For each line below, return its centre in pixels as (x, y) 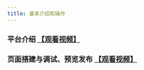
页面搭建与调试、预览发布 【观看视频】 (72, 60)
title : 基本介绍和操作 (37, 14)
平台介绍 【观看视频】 (44, 39)
